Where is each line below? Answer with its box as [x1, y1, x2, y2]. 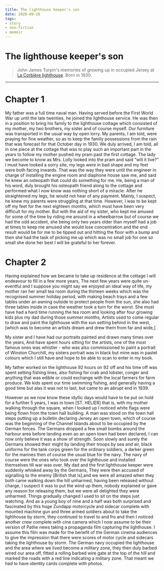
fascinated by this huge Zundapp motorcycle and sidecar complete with [5, 503, 150, 509]
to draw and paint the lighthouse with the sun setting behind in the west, [5, 319, 150, 325]
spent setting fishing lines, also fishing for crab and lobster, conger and [5, 369, 148, 375]
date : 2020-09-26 [5, 12, 41, 17]
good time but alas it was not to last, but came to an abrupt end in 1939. [5, 385, 149, 391]
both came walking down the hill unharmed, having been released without [5, 477, 154, 483]
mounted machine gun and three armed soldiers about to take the [5, 509, 137, 514]
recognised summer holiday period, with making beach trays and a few [5, 293, 148, 299]
